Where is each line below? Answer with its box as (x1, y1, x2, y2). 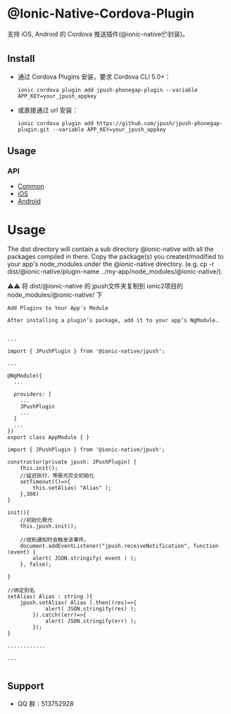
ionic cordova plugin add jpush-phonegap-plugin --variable (17, 87, 198, 94)
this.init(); (20, 465, 58, 472)
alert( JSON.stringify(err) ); (44, 618, 137, 625)
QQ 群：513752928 (17, 699, 74, 708)
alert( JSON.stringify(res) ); (44, 606, 137, 613)
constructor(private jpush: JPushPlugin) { (7, 459, 137, 466)
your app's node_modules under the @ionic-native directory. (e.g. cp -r (7, 260, 215, 269)
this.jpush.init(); (20, 523, 77, 530)
